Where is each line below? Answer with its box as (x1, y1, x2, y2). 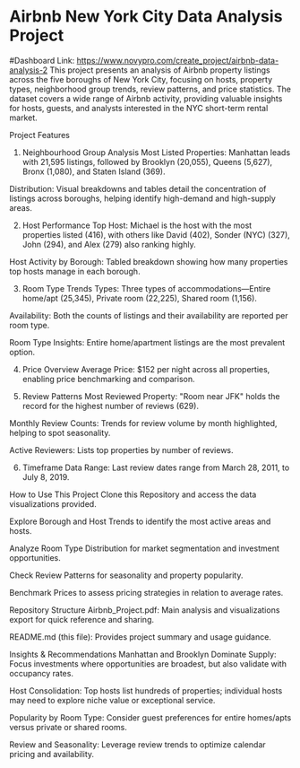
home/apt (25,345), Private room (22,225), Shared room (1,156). (21, 292, 258, 303)
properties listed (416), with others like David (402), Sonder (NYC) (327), (21, 229, 291, 240)
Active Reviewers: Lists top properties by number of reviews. (9, 444, 235, 455)
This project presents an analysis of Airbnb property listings (48, 65, 270, 75)
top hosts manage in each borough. (9, 266, 141, 276)
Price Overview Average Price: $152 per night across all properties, (21, 363, 270, 374)
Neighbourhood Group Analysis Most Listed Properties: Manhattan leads (21, 146, 291, 158)
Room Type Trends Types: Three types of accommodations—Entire (21, 283, 271, 293)
